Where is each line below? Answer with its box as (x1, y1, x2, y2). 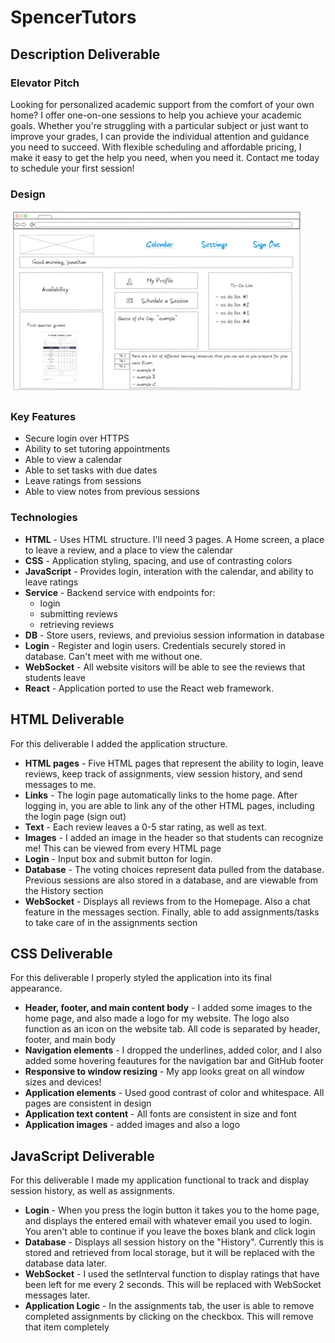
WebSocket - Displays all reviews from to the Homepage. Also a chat (24, 895, 311, 907)
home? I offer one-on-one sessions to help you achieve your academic (10, 109, 303, 121)
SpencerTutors (10, 6, 137, 29)
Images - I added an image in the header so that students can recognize (24, 831, 324, 843)
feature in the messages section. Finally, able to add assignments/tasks (24, 906, 320, 918)
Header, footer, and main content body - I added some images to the (24, 1002, 313, 1014)
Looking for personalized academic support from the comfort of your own (10, 98, 315, 110)
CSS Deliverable (10, 945, 113, 962)
